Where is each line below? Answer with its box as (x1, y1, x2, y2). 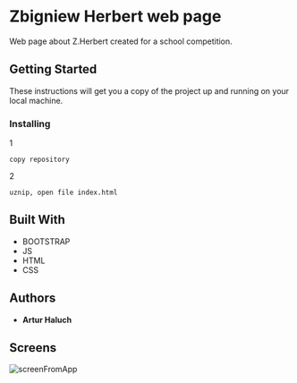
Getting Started (9, 62, 98, 77)
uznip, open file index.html (9, 188, 118, 198)
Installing (9, 117, 51, 130)
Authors (9, 291, 56, 306)
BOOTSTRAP (21, 235, 71, 247)
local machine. (9, 95, 64, 106)
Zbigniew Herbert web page (9, 6, 222, 27)
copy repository (9, 155, 70, 165)
